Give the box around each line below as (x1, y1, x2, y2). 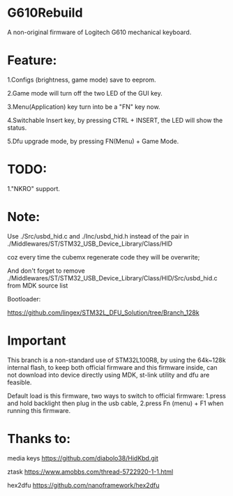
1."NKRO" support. (7, 184, 61, 193)
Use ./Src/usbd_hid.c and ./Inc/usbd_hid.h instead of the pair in (7, 232, 190, 240)
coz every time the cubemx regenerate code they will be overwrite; (7, 253, 200, 261)
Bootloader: (7, 294, 41, 303)
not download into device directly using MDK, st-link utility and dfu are (7, 370, 210, 379)
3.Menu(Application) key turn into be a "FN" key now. (7, 103, 160, 111)
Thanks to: (7, 430, 71, 446)
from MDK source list (7, 281, 68, 290)
